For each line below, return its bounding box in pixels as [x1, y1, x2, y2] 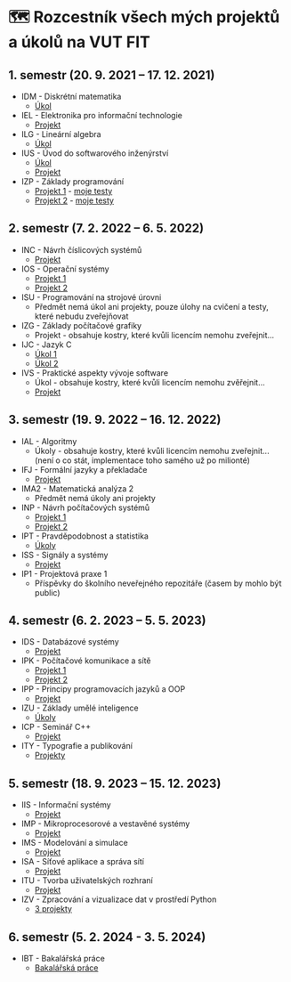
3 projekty [34, 904, 73, 914]
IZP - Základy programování [20, 176, 125, 187]
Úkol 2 [34, 358, 59, 369]
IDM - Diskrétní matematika [20, 91, 122, 101]
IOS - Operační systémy [20, 264, 109, 274]
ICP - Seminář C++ [20, 722, 91, 733]
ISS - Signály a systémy [20, 549, 109, 560]
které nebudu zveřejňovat [34, 311, 129, 321]
